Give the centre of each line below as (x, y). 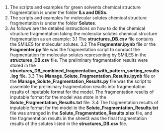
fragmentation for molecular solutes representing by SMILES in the (78, 55)
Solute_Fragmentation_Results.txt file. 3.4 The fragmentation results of (84, 102)
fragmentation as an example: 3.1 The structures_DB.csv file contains (82, 39)
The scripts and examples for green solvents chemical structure (75, 7)
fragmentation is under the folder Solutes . (53, 23)
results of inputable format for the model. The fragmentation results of (82, 92)
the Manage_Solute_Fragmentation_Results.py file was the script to (81, 81)
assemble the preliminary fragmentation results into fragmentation (78, 86)
